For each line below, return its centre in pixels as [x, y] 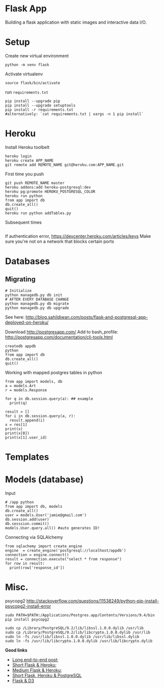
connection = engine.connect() [37, 555]
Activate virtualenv [24, 74]
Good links [16, 650]
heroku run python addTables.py [38, 213]
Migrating [20, 279]
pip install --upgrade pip [33, 101]
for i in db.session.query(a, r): [41, 416]
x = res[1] [16, 425]
